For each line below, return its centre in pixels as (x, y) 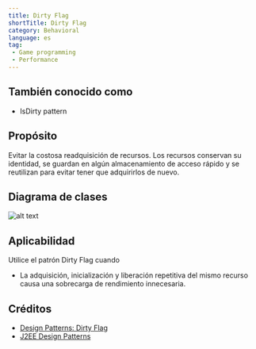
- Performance (35, 60)
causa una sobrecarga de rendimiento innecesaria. (103, 284)
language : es (30, 38)
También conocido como (71, 92)
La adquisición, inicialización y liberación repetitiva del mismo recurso (134, 275)
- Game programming (44, 52)
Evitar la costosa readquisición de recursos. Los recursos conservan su (125, 155)
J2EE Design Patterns (55, 336)
